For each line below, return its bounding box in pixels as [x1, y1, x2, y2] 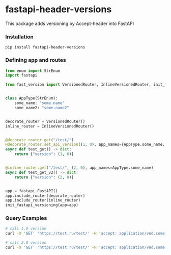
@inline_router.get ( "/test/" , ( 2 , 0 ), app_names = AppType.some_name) [5, 165, 154, 170]
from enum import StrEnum [5, 68, 60, 73]
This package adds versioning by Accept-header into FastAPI [5, 20, 134, 27]
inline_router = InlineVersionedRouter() [5, 123, 95, 129]
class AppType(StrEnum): [5, 96, 58, 101]
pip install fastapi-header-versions [5, 45, 85, 50]
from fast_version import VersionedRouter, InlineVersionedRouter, [5, 82, 152, 87]
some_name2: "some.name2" [14, 105, 70, 110]
